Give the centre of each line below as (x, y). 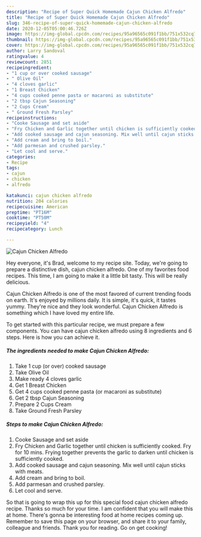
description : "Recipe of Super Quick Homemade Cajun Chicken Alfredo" (96, 12)
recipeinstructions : (32, 118)
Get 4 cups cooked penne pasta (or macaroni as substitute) (88, 391)
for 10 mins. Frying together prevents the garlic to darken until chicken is (104, 452)
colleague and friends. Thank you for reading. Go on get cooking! (87, 527)
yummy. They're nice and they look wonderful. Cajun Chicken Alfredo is (95, 306)
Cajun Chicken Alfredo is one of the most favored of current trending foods (99, 293)
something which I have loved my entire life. (60, 313)
